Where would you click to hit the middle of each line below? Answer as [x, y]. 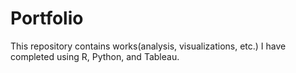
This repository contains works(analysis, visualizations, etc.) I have [148, 46]
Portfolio [47, 18]
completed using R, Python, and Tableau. [95, 56]
